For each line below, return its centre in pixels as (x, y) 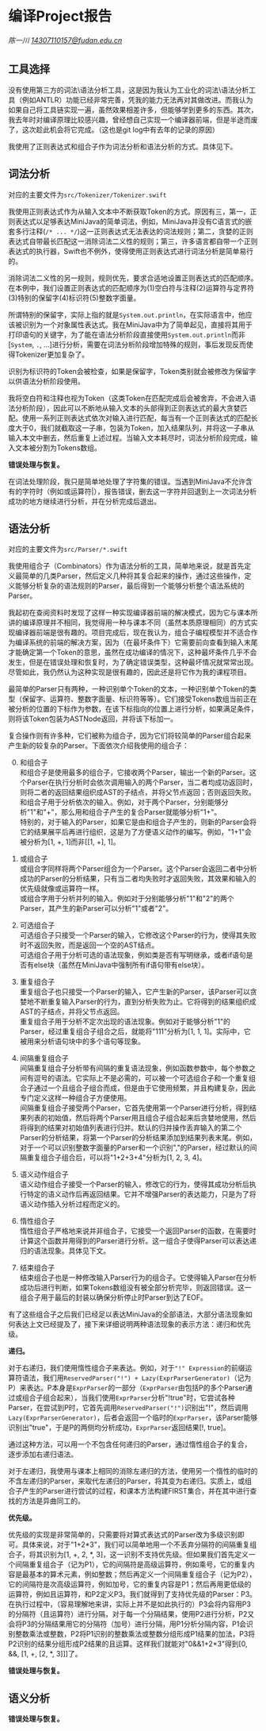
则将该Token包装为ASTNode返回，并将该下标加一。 (93, 719)
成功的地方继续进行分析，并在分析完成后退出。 (84, 501)
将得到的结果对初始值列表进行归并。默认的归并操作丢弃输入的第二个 (131, 1128)
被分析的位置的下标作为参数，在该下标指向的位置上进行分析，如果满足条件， (133, 709)
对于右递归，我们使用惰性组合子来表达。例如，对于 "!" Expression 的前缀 (127, 1368)
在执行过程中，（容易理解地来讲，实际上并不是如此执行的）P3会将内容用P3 (130, 1604)
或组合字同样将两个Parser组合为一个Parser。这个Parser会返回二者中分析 (138, 869)
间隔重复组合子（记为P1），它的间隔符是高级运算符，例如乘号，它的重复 (131, 1564)
